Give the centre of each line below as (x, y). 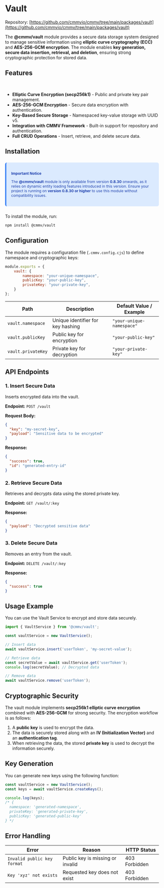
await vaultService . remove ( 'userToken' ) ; (48, 681)
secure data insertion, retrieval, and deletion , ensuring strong (68, 52)
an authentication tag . (35, 738)
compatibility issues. (29, 196)
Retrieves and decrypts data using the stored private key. (63, 493)
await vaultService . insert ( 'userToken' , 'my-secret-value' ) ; (69, 649)
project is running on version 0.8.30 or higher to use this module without (74, 191)
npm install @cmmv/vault (30, 225)
